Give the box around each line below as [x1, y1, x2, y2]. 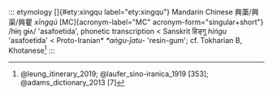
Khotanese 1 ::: [8, 44, 55, 55]
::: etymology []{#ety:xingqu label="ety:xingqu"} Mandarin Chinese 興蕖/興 [8, 7, 259, 16]
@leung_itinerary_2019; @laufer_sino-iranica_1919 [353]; [19, 68, 209, 79]
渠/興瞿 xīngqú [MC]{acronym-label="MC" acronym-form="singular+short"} [8, 17, 264, 27]
